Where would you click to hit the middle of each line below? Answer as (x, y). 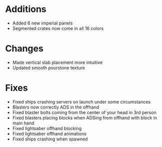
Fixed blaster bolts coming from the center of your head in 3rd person (84, 112)
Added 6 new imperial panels (42, 23)
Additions (26, 9)
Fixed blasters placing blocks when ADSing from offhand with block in (85, 117)
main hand (23, 123)
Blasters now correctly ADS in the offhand (55, 107)
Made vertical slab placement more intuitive (57, 62)
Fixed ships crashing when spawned (50, 139)
